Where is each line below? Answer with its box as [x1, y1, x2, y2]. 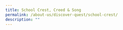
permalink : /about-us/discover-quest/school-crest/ [5, 12, 118, 17]
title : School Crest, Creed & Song [5, 7, 81, 13]
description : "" [5, 17, 40, 22]
